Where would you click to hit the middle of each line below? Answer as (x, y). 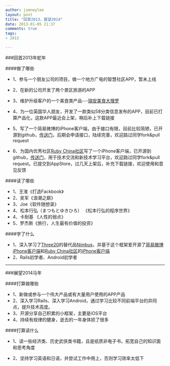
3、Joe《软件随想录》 (36, 204)
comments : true (21, 29)
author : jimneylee (25, 10)
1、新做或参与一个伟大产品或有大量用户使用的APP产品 (69, 294)
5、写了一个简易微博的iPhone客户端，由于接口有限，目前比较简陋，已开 (88, 128)
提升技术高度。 (37, 307)
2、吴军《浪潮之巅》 (34, 197)
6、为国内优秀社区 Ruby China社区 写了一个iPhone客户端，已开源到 (82, 151)
